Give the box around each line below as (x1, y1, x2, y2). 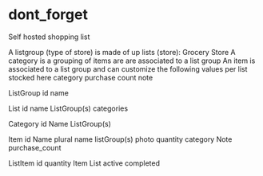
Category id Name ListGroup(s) (8, 119, 112, 128)
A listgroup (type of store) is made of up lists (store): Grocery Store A (8, 47, 236, 57)
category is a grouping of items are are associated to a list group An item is (8, 56, 256, 65)
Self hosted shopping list (8, 32, 90, 41)
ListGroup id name (8, 88, 70, 97)
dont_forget (8, 6, 88, 24)
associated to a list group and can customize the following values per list (8, 64, 248, 73)
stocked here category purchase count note (8, 72, 153, 82)
